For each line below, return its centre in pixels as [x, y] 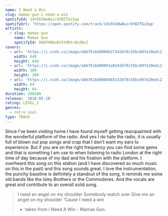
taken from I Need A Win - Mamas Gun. [65, 209]
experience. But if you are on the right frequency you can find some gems [81, 147]
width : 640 [25, 56]
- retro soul [23, 113]
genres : [13, 108]
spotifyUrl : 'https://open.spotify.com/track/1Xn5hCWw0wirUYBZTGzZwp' [80, 24]
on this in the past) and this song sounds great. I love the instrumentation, [81, 168]
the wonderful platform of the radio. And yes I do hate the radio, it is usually [83, 136]
